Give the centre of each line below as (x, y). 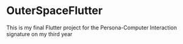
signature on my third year (39, 34)
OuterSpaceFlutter (55, 11)
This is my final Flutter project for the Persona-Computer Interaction (91, 28)
